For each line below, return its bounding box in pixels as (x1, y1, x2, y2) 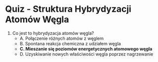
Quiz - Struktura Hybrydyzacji (5, 3, 132, 15)
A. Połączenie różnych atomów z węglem (19, 35, 104, 41)
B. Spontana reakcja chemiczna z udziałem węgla (19, 40, 121, 46)
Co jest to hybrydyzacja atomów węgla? (12, 30, 94, 36)
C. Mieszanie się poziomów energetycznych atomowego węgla (19, 46, 153, 52)
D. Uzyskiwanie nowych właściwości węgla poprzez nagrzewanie (19, 51, 154, 57)
